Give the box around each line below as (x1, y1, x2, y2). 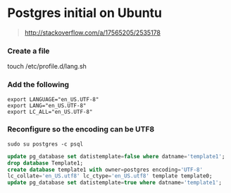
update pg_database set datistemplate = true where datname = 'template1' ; (7, 179, 222, 187)
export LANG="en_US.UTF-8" (7, 102, 87, 109)
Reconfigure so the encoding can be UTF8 (7, 124, 155, 134)
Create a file (7, 46, 50, 56)
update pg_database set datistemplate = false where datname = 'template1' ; (7, 153, 225, 160)
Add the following (7, 80, 69, 90)
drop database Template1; (7, 159, 83, 167)
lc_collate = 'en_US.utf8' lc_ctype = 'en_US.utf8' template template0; (7, 172, 213, 180)
